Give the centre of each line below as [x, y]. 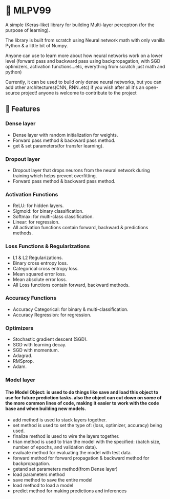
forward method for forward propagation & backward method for [81, 458]
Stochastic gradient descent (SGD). [50, 339]
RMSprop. [23, 361]
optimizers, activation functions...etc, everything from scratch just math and [85, 66]
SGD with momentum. [36, 350]
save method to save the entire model [52, 480]
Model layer [20, 380]
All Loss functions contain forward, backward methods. [71, 285]
